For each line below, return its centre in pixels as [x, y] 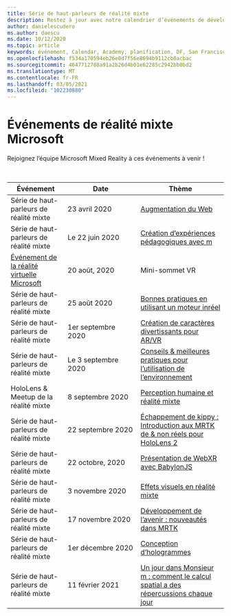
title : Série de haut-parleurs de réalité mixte [78, 13]
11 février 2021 [93, 585]
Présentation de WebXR [179, 458]
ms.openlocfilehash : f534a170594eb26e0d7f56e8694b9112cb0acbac [100, 59]
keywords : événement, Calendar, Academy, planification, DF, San [102, 52]
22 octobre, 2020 [97, 463]
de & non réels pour [172, 434]
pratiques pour [164, 360]
